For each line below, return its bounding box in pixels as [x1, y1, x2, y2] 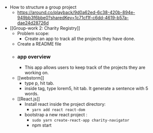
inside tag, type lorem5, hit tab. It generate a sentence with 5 [24, 86, 149, 91]
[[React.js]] [17, 96, 40, 102]
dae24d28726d [17, 20, 49, 26]
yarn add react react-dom [32, 107, 85, 113]
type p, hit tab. [24, 80, 54, 86]
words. [24, 91, 39, 97]
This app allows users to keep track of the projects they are [24, 64, 146, 71]
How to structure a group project [9, 4, 76, 10]
